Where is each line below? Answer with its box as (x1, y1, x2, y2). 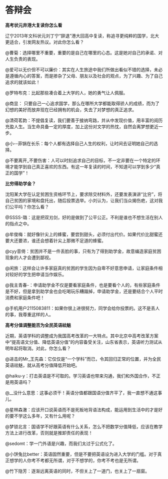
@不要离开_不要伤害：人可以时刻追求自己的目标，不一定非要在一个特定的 (5, 157, 156, 163)
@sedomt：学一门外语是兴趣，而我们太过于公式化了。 (5, 440, 117, 446)
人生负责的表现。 (5, 56, 40, 62)
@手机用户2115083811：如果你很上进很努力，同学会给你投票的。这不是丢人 (5, 305, 160, 311)
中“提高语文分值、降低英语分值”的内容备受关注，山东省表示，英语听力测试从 (5, 339, 162, 345)
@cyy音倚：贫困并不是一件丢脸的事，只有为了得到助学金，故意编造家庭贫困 (5, 248, 161, 254)
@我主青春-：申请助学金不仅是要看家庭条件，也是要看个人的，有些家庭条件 (5, 282, 160, 288)
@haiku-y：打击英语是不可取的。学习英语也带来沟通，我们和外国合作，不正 (5, 373, 161, 379)
